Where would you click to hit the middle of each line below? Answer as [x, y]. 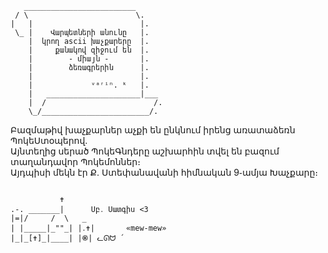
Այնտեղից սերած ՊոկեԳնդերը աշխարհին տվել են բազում [145, 151]
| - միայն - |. [89, 59]
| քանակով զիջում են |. [89, 50]
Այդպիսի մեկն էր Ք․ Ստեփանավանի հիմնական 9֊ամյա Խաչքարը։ [164, 172]
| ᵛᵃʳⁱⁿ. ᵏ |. [89, 85]
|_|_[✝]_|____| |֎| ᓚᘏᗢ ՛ [67, 238]
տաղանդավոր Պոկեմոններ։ [75, 161]
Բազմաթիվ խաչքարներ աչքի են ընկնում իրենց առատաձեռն [153, 130]
